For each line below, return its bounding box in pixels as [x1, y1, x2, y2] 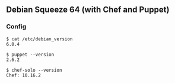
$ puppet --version [6, 52, 55, 58]
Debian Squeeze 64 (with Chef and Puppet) [6, 5, 170, 15]
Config [6, 23, 27, 31]
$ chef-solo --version [6, 67, 62, 73]
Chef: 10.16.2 [6, 72, 42, 78]
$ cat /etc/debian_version [6, 36, 73, 42]
